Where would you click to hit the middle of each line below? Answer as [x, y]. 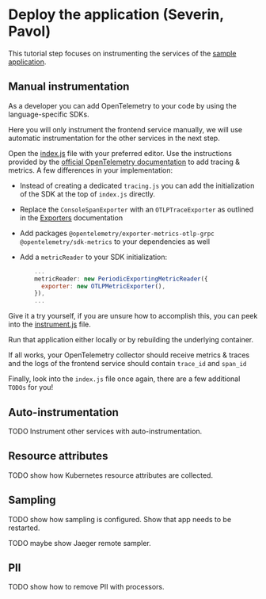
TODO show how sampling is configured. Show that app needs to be [120, 519]
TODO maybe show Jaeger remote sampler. [80, 543]
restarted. [24, 528]
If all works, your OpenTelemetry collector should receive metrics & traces [129, 355]
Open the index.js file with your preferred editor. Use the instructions [120, 153]
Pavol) [30, 31]
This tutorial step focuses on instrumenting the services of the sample [122, 53]
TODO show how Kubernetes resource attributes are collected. [111, 475]
